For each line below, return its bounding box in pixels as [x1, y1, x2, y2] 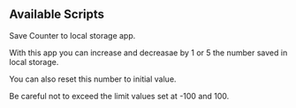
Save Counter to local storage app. [9, 30, 136, 40]
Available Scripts [9, 7, 104, 22]
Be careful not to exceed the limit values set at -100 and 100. [9, 90, 230, 101]
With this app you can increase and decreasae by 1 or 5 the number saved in [9, 47, 288, 58]
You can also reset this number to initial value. [9, 74, 177, 84]
